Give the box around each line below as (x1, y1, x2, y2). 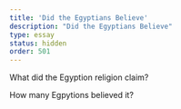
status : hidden (9, 38, 67, 48)
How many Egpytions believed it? (9, 90, 135, 101)
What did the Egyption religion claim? (9, 72, 149, 83)
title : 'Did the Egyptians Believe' (9, 13, 148, 23)
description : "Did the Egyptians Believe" (9, 22, 173, 31)
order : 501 (9, 47, 51, 56)
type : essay (9, 30, 55, 39)
